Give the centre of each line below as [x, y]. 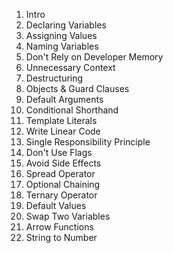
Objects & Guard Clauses [77, 88]
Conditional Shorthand [72, 110]
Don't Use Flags [59, 152]
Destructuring [54, 78]
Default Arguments [64, 99]
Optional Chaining [63, 184]
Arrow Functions [59, 227]
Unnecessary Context [70, 67]
